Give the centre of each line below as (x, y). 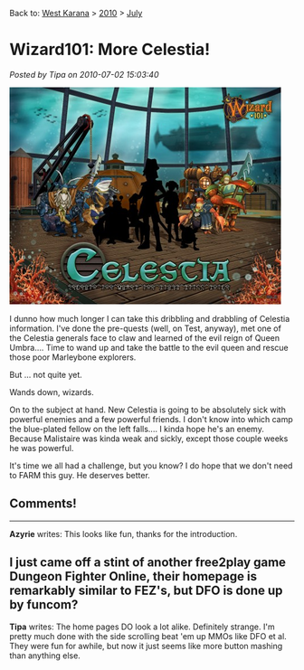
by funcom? (44, 605)
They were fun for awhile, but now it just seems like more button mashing (146, 646)
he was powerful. (42, 448)
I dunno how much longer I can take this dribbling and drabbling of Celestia (150, 318)
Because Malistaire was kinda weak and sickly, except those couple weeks (149, 439)
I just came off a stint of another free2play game (148, 563)
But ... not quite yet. (46, 374)
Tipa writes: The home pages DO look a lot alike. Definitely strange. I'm (142, 627)
